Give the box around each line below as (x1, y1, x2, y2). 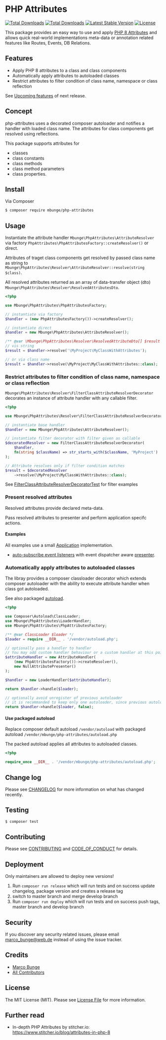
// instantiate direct (5, 325, 52, 330)
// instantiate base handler (5, 422, 65, 427)
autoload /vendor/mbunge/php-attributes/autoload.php (5, 731, 117, 737)
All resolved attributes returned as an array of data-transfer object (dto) (5, 279, 151, 285)
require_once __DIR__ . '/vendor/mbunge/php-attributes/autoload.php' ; (5, 760, 156, 765)
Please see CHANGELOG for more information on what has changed (5, 786, 144, 792)
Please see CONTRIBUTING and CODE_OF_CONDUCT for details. (5, 846, 138, 852)
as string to (5, 260, 28, 266)
